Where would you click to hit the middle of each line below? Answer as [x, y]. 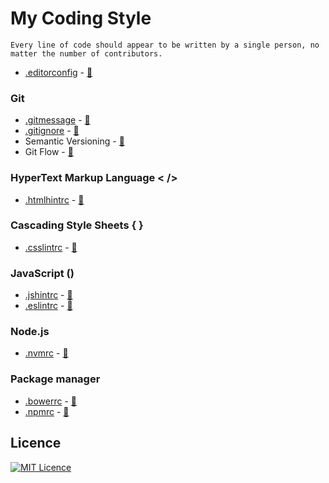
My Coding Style [81, 18]
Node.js [30, 332]
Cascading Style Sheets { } [77, 225]
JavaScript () [42, 273]
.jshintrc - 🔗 [48, 295]
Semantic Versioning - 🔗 [74, 141]
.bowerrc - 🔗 [50, 401]
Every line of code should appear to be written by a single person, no [165, 45]
